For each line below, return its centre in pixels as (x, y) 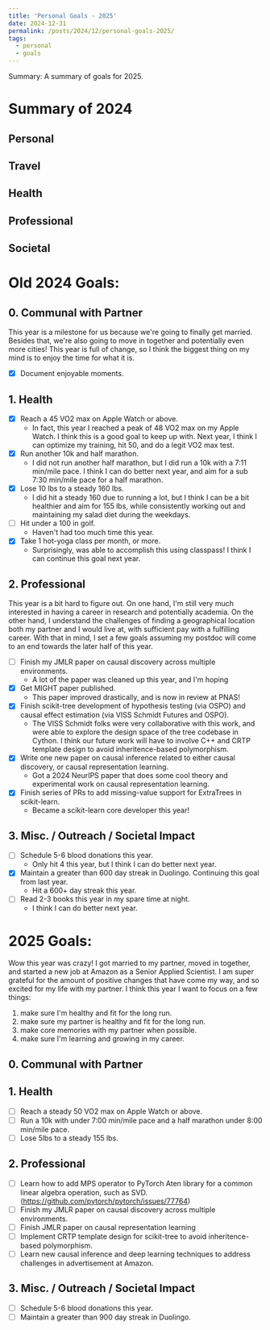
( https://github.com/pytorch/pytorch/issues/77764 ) (105, 1201)
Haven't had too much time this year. (93, 533)
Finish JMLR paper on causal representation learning (108, 1227)
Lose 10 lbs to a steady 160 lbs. (72, 488)
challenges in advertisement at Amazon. (87, 1263)
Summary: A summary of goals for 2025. (76, 76)
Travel (25, 166)
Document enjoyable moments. (72, 374)
